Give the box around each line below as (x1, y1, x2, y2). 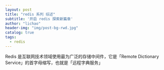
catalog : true (5, 30, 35, 35)
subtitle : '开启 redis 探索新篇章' (5, 16, 73, 21)
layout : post (5, 7, 32, 12)
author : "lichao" (5, 21, 41, 26)
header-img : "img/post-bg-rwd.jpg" (5, 26, 79, 31)
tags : (5, 35, 16, 40)
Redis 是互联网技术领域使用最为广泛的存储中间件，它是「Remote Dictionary (5, 53, 159, 59)
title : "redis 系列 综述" (5, 12, 56, 17)
